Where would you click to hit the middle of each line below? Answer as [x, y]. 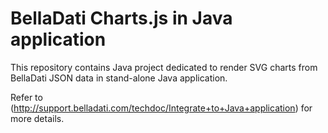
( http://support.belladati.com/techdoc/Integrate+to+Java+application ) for [161, 108]
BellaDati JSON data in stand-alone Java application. [119, 78]
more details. [37, 118]
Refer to [26, 97]
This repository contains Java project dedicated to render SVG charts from [164, 67]
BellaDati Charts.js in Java [121, 18]
